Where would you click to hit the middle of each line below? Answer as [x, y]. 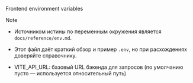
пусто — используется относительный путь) [70, 73]
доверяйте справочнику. [46, 55]
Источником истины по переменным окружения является [88, 31]
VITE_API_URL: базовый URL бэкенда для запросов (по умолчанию [99, 67]
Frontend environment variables [44, 9]
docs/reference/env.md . [43, 38]
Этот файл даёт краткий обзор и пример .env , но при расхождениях [101, 49]
